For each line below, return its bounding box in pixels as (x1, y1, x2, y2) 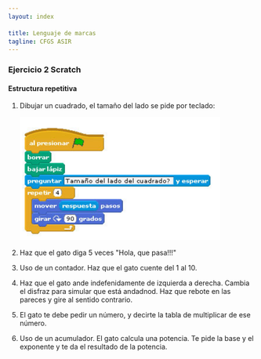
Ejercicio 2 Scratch (8, 64, 82, 75)
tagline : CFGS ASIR (8, 38, 72, 45)
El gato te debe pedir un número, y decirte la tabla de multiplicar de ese (19, 310, 251, 320)
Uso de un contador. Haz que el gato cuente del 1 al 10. (19, 263, 198, 273)
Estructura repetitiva (8, 83, 78, 93)
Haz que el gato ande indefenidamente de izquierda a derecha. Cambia (19, 278, 250, 288)
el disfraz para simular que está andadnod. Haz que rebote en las (19, 287, 231, 296)
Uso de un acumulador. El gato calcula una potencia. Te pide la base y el (19, 334, 254, 343)
